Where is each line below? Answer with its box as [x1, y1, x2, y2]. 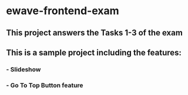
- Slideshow [6, 65, 41, 73]
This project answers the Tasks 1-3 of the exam [6, 28, 183, 38]
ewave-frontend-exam [6, 4, 119, 18]
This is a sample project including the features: [6, 47, 182, 57]
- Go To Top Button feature [6, 81, 83, 89]
